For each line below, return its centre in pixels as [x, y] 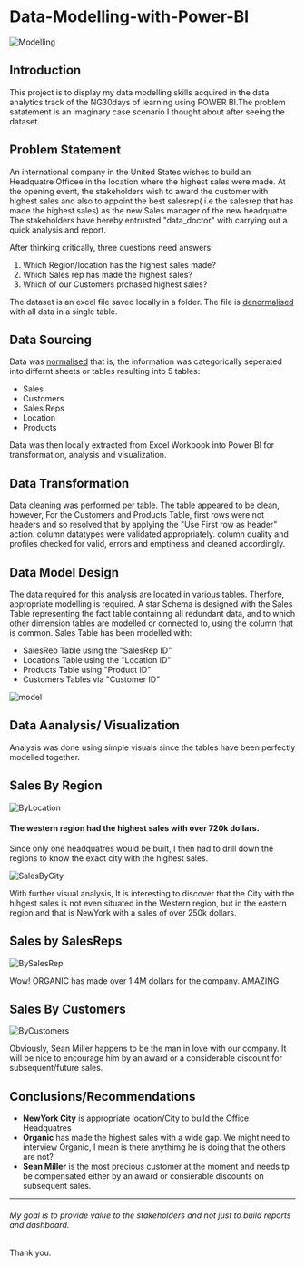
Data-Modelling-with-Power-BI [129, 17]
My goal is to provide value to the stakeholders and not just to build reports [150, 1215]
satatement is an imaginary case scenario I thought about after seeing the [148, 112]
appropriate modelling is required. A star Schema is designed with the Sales [151, 604]
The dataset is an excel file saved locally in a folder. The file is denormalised [152, 302]
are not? [38, 1157]
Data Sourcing [51, 339]
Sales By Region [56, 786]
